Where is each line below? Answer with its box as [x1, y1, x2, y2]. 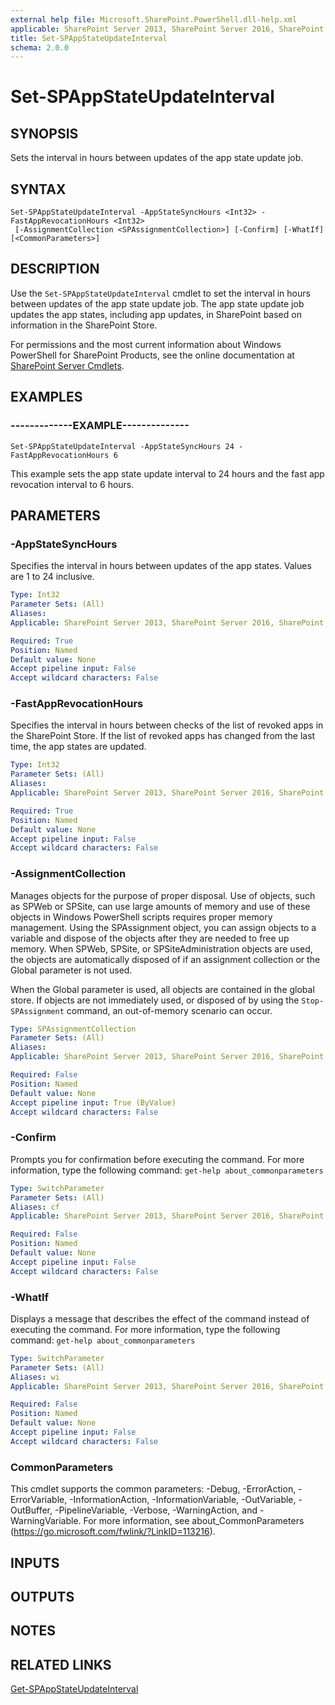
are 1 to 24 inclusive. [10, 571, 95, 583]
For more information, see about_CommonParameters [83, 1515, 305, 1527]
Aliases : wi [10, 1372, 60, 1382]
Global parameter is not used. [10, 964, 133, 976]
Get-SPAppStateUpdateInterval [10, 1683, 139, 1695]
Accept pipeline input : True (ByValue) [10, 1097, 177, 1108]
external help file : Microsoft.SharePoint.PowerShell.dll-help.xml [10, 14, 298, 25]
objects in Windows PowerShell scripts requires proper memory [10, 911, 273, 923]
